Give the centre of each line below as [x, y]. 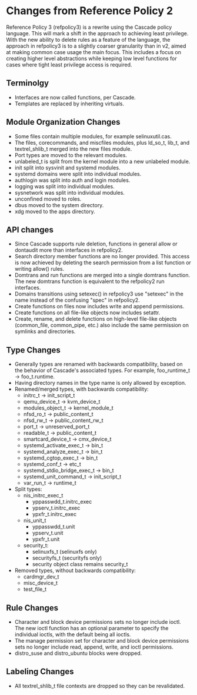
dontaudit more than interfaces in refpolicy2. [69, 250]
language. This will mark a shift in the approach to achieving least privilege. [97, 33]
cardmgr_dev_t [41, 577]
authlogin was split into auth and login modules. [72, 180]
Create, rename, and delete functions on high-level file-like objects [96, 319]
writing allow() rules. [39, 269]
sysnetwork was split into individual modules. [70, 192]
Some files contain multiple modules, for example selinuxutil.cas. [93, 136]
